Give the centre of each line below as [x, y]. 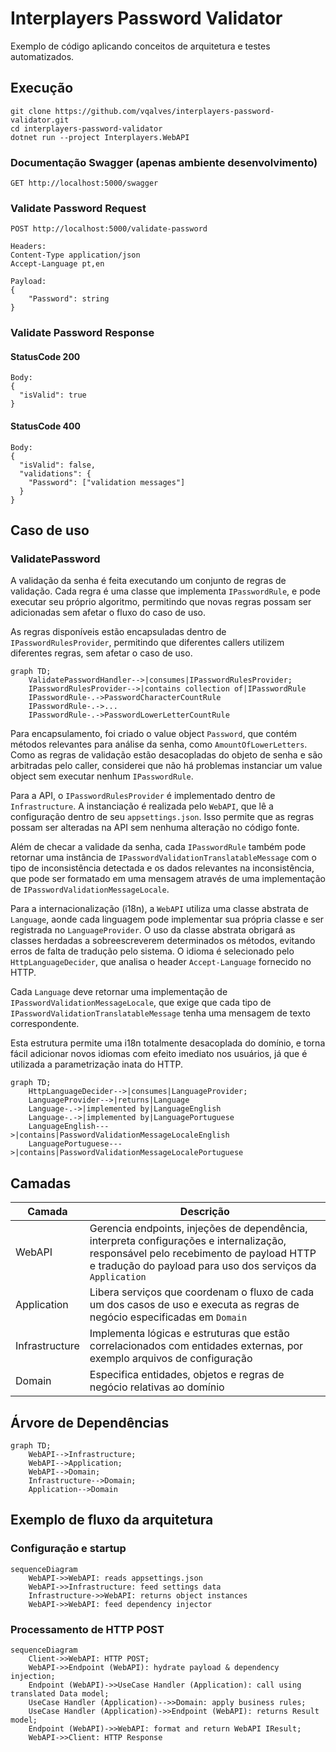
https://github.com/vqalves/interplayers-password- [164, 111]
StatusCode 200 [45, 356]
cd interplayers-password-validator [86, 128]
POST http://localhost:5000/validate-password [109, 229]
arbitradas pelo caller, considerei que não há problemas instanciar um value [166, 766]
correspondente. [45, 1024]
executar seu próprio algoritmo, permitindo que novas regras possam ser [161, 602]
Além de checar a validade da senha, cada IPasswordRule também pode [158, 847]
